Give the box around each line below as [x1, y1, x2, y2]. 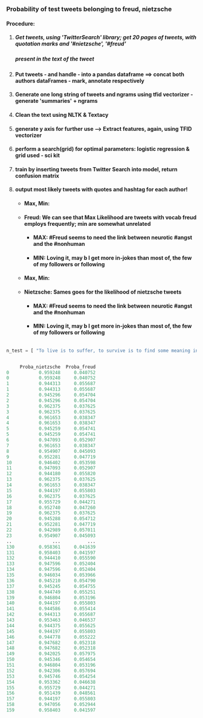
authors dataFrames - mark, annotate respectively [14, 77, 145, 84]
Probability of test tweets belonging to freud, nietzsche [6, 5, 172, 13]
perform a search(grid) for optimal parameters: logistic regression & [14, 145, 190, 153]
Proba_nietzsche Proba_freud [19, 364, 96, 370]
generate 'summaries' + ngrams [14, 97, 98, 105]
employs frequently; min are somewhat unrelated [24, 220, 151, 227]
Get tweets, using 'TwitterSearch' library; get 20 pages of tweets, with [14, 34, 196, 41]
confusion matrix [14, 172, 59, 179]
